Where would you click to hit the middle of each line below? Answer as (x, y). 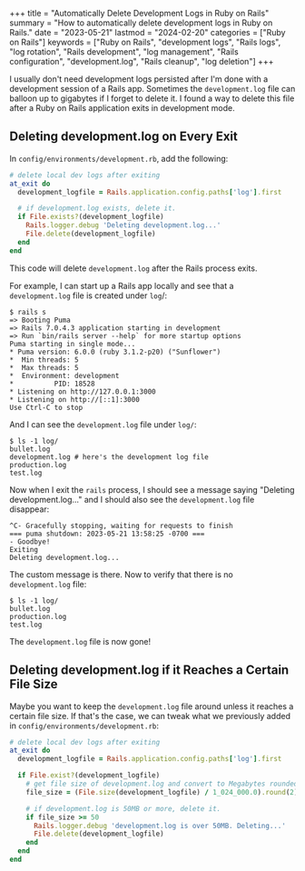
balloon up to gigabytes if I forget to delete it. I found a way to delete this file (152, 98)
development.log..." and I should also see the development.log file (132, 499)
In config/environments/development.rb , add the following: (119, 158)
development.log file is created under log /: (89, 295)
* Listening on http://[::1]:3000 (75, 399)
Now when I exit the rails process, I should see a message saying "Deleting (152, 489)
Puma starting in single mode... (73, 344)
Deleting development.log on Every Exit (123, 137)
